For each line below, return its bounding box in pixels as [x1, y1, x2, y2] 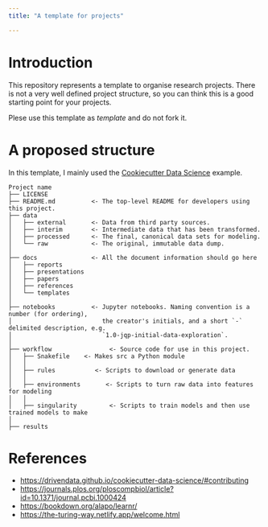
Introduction [8, 53, 93, 72]
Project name [8, 183, 52, 191]
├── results [8, 422, 48, 430]
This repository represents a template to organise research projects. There [8, 80, 256, 89]
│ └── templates [8, 289, 70, 297]
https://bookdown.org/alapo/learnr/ [19, 501, 138, 511]
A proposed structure [8, 141, 155, 159]
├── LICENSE [8, 190, 48, 198]
